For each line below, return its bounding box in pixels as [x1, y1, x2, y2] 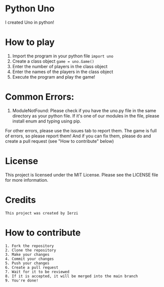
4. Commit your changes [5, 256, 54, 261]
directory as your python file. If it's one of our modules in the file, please [12, 113, 160, 119]
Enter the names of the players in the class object [12, 69, 114, 75]
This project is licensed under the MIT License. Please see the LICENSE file [5, 171, 159, 178]
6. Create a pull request [5, 265, 58, 270]
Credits [5, 194, 36, 205]
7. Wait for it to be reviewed [5, 269, 70, 274]
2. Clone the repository [5, 247, 56, 252]
